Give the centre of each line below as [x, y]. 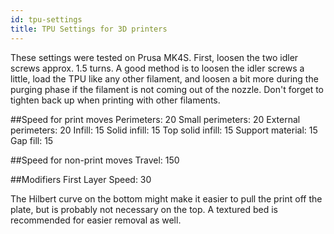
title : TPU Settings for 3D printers [89, 29]
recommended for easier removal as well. [96, 220]
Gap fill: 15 [32, 140]
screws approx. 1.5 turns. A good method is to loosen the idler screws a [157, 68]
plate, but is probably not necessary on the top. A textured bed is [144, 209]
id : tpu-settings [46, 19]
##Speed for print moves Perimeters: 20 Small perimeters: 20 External [155, 119]
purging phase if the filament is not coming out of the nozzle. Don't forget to [167, 89]
